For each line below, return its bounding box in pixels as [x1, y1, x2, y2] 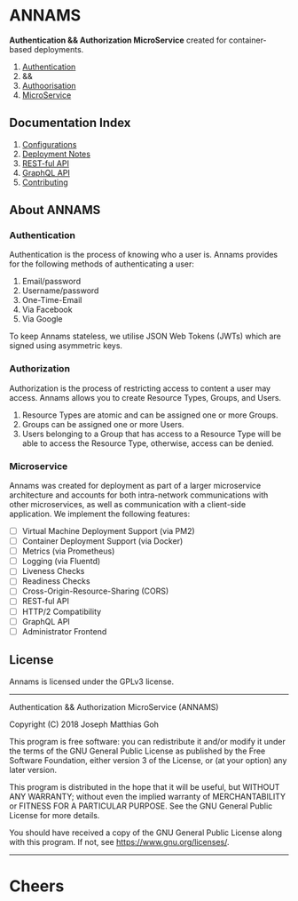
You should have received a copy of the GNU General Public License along [9, 827, 282, 838]
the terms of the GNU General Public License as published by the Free [9, 746, 266, 756]
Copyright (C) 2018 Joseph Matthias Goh [9, 719, 160, 730]
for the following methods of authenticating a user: [9, 259, 195, 269]
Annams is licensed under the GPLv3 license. [9, 676, 175, 687]
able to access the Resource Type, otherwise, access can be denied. [21, 437, 275, 449]
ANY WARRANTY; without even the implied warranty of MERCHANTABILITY [9, 791, 286, 801]
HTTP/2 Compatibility [21, 606, 102, 617]
